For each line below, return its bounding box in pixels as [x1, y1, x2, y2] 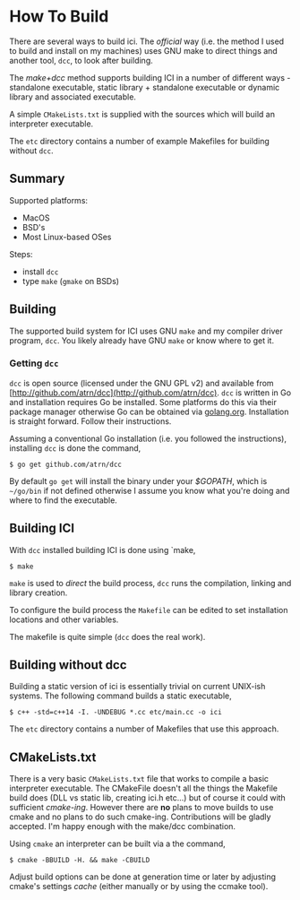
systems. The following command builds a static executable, [9, 690, 233, 701]
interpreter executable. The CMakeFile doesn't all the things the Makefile [9, 783, 278, 794]
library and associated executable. [9, 91, 137, 102]
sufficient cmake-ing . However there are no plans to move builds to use [9, 802, 274, 813]
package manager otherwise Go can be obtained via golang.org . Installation [9, 406, 289, 417]
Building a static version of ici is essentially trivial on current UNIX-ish [9, 681, 266, 692]
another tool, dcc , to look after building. [9, 55, 154, 65]
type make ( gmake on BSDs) [21, 275, 119, 286]
